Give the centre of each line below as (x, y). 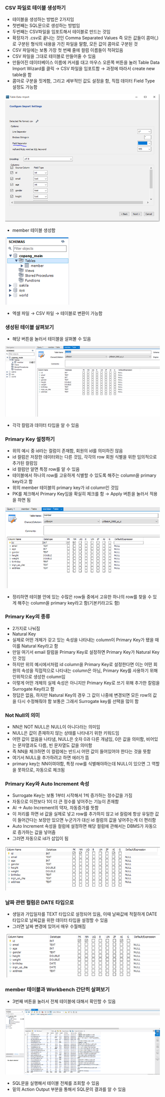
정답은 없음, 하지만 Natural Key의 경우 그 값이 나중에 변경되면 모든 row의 (82, 695)
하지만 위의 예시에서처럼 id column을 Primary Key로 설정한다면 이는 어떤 (82, 664)
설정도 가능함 (25, 87)
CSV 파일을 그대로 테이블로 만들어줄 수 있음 (54, 56)
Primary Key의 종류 (28, 617)
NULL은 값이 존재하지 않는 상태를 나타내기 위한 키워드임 (66, 733)
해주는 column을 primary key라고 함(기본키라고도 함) (69, 603)
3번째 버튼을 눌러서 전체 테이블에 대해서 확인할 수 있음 (64, 1001)
